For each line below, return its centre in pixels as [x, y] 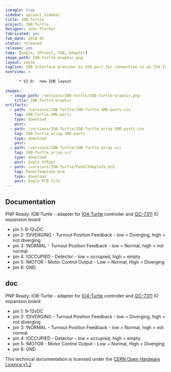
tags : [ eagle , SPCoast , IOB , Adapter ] [46, 53]
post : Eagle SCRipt [35, 162]
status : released [24, 43]
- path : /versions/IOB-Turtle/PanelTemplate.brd [62, 167]
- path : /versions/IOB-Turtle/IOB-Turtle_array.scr [66, 148]
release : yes [19, 48]
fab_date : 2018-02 [25, 39]
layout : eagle [20, 62]
